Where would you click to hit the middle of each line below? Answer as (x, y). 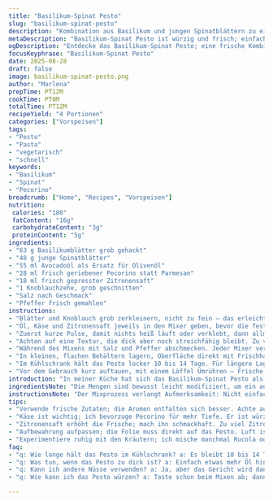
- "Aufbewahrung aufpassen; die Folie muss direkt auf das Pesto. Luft (132, 432)
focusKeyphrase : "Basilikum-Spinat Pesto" (81, 54)
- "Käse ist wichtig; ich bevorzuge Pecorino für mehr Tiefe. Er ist (129, 417)
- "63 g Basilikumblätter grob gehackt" (78, 250)
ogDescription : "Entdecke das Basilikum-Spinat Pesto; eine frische (127, 46)
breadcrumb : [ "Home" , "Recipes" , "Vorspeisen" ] (91, 197)
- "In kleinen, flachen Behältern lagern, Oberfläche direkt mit (121, 356)
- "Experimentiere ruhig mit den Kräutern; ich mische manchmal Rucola (132, 439)
